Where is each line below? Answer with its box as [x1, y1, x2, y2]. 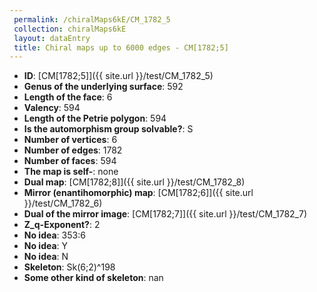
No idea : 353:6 [23, 229, 86, 241]
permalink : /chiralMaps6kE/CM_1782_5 [13, 14, 171, 25]
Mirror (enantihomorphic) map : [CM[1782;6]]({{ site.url [23, 187, 254, 199]
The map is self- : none [23, 166, 119, 178]
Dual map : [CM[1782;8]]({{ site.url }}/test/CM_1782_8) [23, 176, 246, 188]
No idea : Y [23, 240, 69, 252]
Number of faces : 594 [23, 155, 117, 167]
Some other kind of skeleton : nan [23, 272, 164, 284]
